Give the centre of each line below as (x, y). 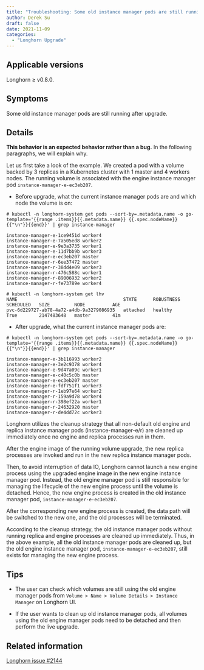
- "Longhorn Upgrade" (39, 40)
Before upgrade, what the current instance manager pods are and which (105, 197)
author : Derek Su (28, 18)
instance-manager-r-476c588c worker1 (54, 273)
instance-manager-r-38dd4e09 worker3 (54, 268)
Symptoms (27, 99)
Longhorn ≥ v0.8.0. (30, 79)
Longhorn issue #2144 (34, 661)
